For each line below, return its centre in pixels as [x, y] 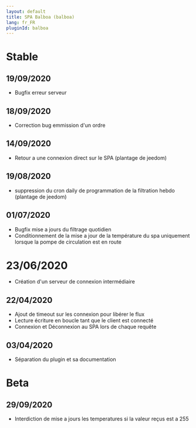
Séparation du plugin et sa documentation [65, 359]
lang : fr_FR [21, 22]
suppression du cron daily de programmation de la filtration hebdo [94, 190]
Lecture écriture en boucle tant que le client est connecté [84, 321]
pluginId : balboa [27, 28]
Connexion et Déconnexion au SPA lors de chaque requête [85, 327]
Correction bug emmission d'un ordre [60, 125]
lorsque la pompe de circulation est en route [68, 242]
